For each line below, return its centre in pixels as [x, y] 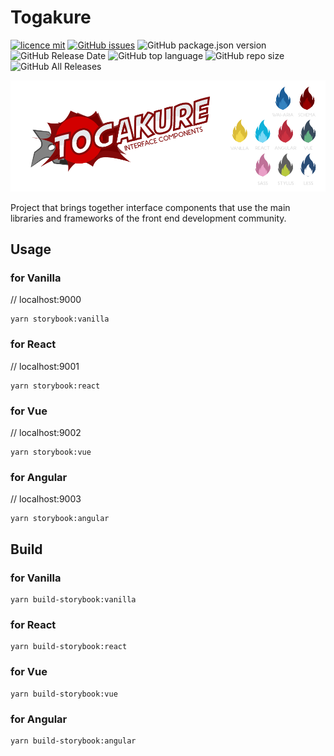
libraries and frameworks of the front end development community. [148, 218]
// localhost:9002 [46, 433]
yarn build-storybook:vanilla [73, 600]
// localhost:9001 [45, 366]
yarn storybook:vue [51, 452]
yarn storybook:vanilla [60, 319]
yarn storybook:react [55, 386]
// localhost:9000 [46, 300]
